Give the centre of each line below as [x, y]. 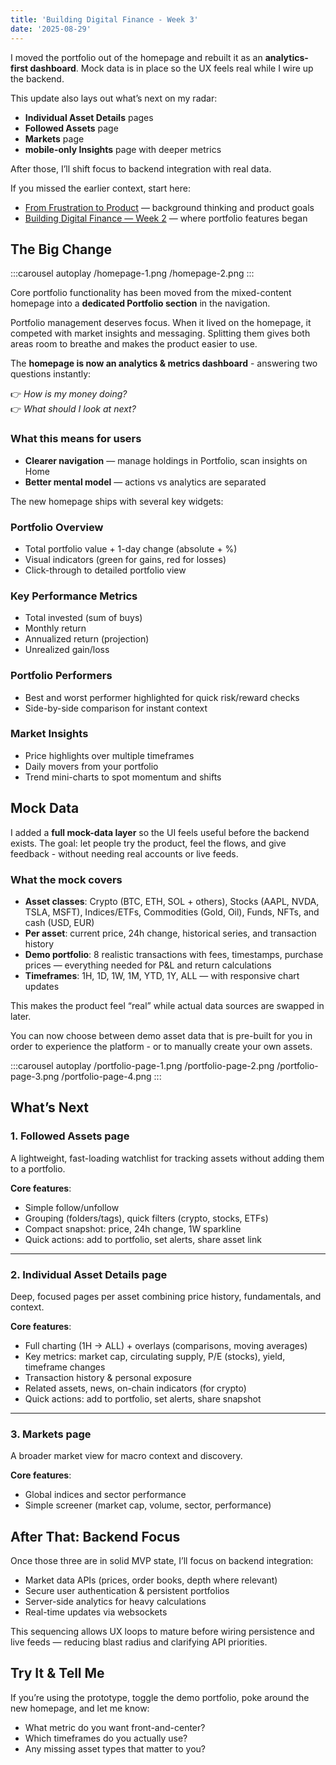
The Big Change [61, 249]
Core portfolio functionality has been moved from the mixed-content [151, 293]
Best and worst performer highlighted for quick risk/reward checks [162, 697]
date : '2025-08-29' [51, 29]
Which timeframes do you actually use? [106, 1738]
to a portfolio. [38, 1168]
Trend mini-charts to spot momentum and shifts [123, 777]
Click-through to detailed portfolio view [105, 570]
